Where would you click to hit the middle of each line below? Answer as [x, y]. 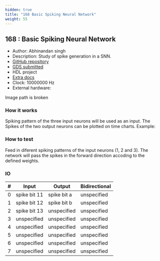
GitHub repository [30, 62]
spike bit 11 [29, 195]
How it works [21, 111]
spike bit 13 [29, 211]
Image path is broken [27, 98]
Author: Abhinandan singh [39, 51]
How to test [19, 139]
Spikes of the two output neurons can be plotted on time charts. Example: [80, 127]
